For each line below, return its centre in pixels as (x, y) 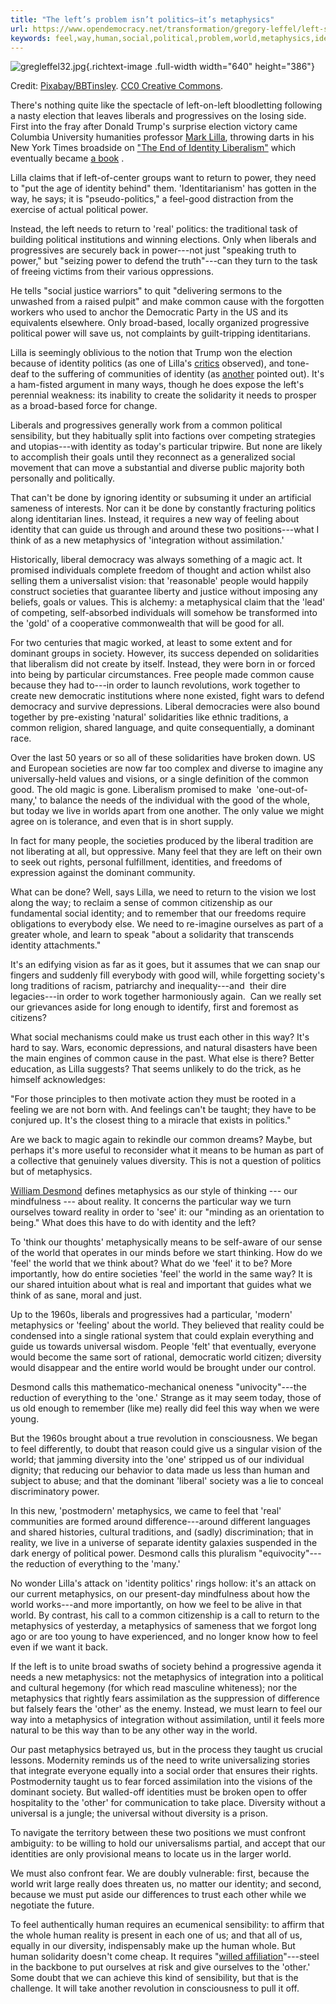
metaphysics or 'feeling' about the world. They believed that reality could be (167, 1325)
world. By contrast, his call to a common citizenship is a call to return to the (165, 1615)
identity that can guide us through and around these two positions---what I (165, 530)
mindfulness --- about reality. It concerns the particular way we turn (151, 1202)
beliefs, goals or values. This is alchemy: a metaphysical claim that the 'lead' (168, 602)
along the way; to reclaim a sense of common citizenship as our (141, 903)
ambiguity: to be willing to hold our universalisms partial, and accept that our (168, 1843)
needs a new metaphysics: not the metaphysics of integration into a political (167, 1677)
